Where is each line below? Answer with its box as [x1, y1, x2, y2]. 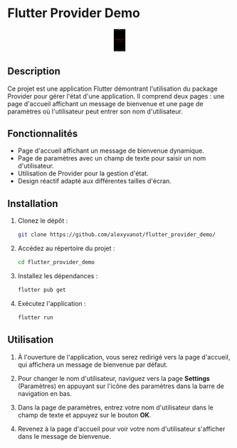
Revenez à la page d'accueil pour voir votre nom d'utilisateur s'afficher [17, 424, 226, 433]
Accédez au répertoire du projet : [17, 244, 115, 253]
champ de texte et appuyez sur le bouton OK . [17, 410, 152, 419]
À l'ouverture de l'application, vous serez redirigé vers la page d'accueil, [17, 352, 231, 361]
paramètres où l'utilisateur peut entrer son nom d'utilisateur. [7, 107, 183, 116]
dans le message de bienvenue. [17, 432, 112, 440]
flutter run [17, 314, 53, 321]
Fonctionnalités [7, 127, 78, 140]
